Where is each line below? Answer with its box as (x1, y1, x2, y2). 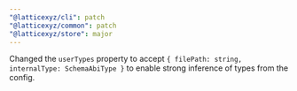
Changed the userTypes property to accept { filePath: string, (9, 54, 243, 64)
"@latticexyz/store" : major (9, 29, 113, 38)
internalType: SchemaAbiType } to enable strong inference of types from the (9, 63, 289, 73)
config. (9, 72, 35, 83)
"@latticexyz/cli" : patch (9, 12, 105, 22)
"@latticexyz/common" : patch (9, 21, 117, 30)
